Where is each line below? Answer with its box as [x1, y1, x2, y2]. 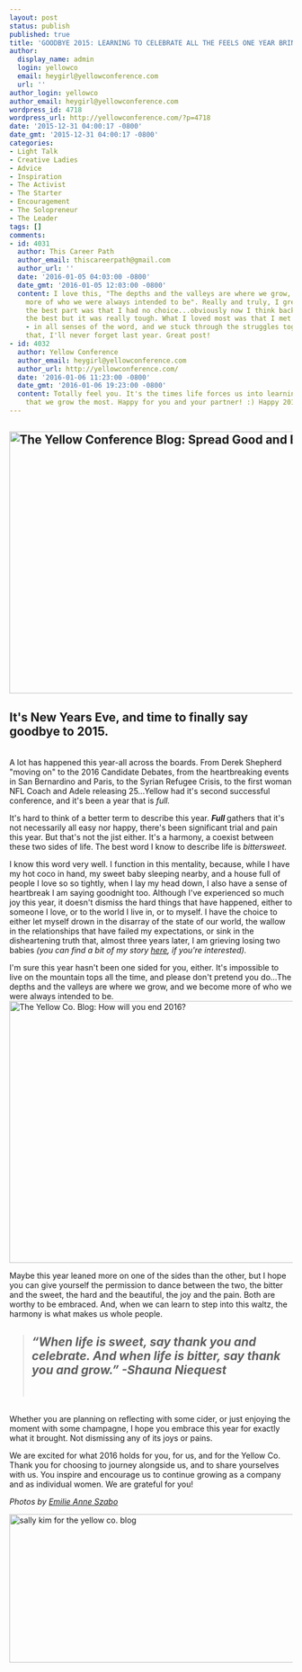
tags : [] [9, 222, 42, 231]
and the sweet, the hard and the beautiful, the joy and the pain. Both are [9, 1290, 276, 1301]
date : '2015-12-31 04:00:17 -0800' [9, 122, 143, 131]
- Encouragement [9, 197, 70, 207]
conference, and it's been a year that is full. [9, 795, 171, 806]
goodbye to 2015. [9, 723, 110, 738]
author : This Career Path [17, 247, 115, 256]
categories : [9, 139, 54, 148]
